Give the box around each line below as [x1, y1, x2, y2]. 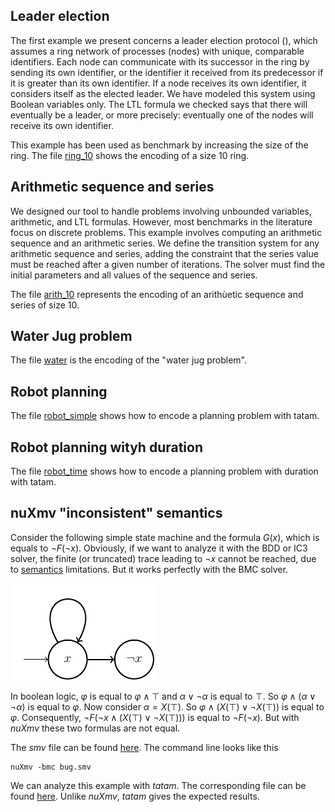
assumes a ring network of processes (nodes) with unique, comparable [10, 45, 305, 57]
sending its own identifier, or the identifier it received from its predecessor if [10, 66, 324, 78]
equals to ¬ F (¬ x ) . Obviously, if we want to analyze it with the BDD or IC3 [10, 542, 308, 554]
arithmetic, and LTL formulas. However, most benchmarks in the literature [10, 215, 313, 228]
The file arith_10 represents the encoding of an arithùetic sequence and [10, 288, 304, 300]
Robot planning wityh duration [10, 439, 204, 456]
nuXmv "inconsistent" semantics [10, 505, 223, 522]
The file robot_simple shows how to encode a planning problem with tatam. [10, 410, 320, 422]
